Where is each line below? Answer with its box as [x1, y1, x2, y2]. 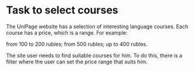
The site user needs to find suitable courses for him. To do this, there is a [6, 52, 183, 59]
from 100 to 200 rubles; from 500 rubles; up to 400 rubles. [6, 40, 148, 48]
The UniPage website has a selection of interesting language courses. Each [6, 23, 189, 30]
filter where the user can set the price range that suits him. [6, 58, 148, 65]
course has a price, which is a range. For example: [6, 29, 128, 36]
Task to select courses [6, 4, 118, 17]
